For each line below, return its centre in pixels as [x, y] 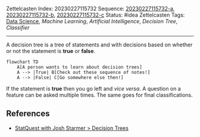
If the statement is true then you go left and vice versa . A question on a [94, 88]
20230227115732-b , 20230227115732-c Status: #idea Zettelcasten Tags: [96, 15]
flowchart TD [22, 62]
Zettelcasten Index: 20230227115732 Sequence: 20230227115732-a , [90, 9]
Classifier [18, 27]
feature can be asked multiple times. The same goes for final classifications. [99, 95]
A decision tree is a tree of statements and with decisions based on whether [99, 45]
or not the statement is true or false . [51, 51]
